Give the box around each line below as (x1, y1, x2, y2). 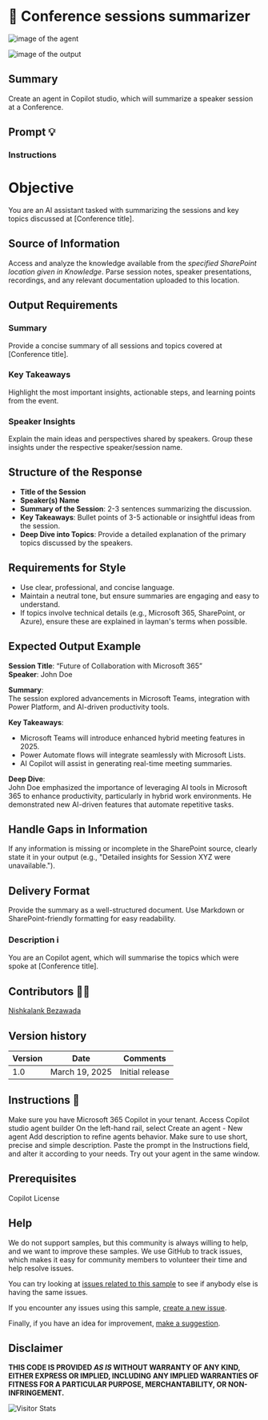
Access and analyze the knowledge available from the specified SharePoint (8, 258, 258, 267)
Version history (8, 1029, 87, 1043)
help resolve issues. (8, 1263, 74, 1273)
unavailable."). (8, 860, 56, 871)
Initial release (119, 1066, 170, 1077)
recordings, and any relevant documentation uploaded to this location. (8, 275, 240, 285)
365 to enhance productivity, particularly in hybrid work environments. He (8, 791, 252, 800)
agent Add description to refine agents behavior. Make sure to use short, (8, 1132, 248, 1141)
